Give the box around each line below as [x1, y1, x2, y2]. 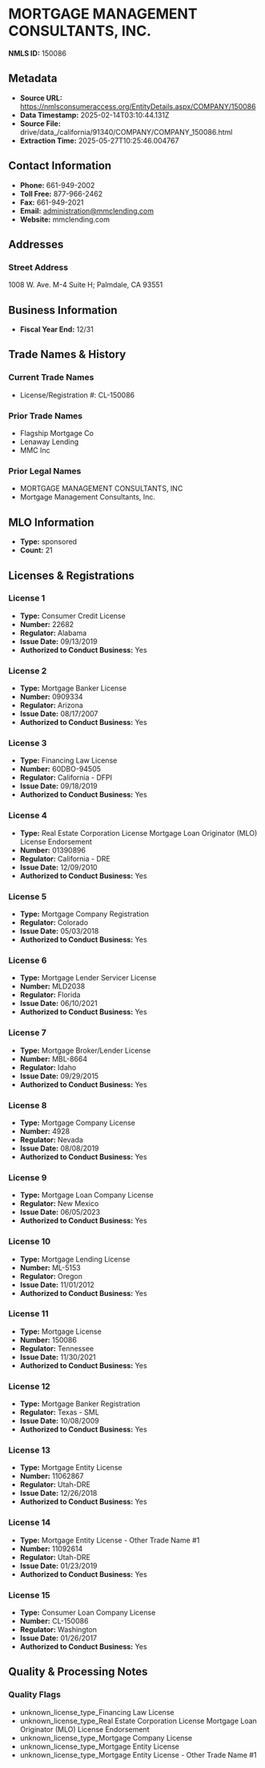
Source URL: [19, 93, 62, 103]
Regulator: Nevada [19, 1135, 84, 1144]
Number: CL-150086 [19, 1616, 89, 1626]
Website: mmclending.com [19, 214, 110, 224]
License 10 [8, 1236, 51, 1247]
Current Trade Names [8, 372, 94, 383]
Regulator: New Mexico [19, 1199, 99, 1208]
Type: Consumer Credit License [19, 611, 126, 621]
